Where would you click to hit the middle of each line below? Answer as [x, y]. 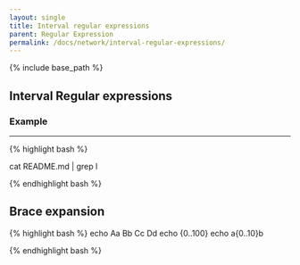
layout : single [37, 17]
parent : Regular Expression [62, 34]
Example [29, 121]
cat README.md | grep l [54, 166]
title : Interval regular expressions [79, 26]
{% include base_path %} [56, 68]
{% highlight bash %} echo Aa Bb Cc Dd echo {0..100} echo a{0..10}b [137, 233]
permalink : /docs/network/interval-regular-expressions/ [117, 42]
